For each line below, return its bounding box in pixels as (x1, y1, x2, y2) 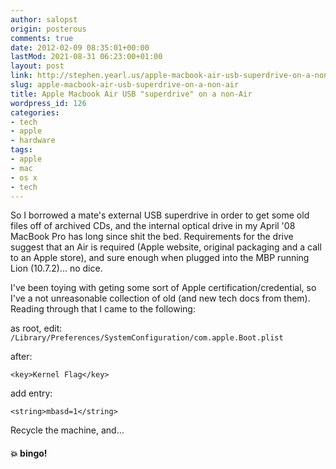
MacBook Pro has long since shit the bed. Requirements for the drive (10, 231, 294, 243)
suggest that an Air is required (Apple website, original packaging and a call (10, 241, 322, 253)
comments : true (10, 33, 74, 43)
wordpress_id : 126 (10, 98, 87, 108)
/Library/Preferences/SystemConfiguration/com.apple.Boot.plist (10, 333, 284, 343)
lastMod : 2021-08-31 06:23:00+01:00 (10, 52, 163, 62)
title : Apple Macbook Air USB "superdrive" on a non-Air (10, 89, 253, 99)
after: (10, 351, 33, 363)
